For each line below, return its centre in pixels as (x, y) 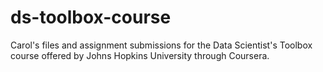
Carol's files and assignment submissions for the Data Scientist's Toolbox (161, 45)
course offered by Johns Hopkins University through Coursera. (140, 55)
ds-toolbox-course (91, 17)
